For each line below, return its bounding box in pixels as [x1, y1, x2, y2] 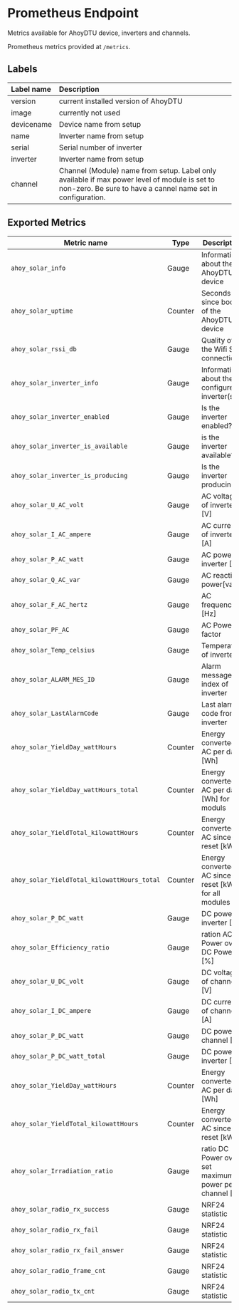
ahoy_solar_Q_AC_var [11, 576, 80, 583]
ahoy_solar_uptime [11, 306, 73, 315]
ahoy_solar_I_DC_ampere [11, 1007, 92, 1014]
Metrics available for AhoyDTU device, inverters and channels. [7, 28, 191, 37]
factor [201, 629, 222, 639]
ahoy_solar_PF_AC [11, 625, 70, 633]
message [201, 670, 233, 680]
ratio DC [201, 1143, 229, 1153]
